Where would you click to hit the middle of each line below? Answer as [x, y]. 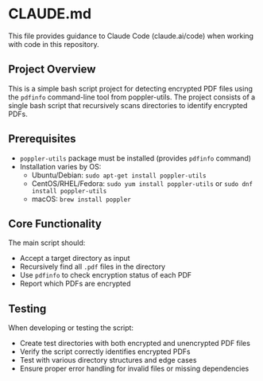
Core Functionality [55, 224]
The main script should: [47, 243]
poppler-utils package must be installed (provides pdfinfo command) [135, 158]
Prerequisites [42, 139]
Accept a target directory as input [75, 259]
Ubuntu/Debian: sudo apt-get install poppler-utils [119, 175]
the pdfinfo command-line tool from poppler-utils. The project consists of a [132, 97]
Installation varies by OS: [60, 166]
